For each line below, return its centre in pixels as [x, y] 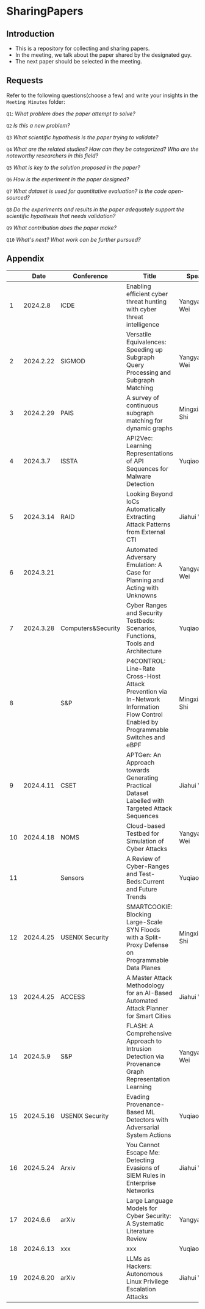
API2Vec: [139, 438]
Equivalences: [146, 342]
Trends [136, 897]
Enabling [138, 286]
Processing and [149, 372]
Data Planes [143, 968]
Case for [138, 572]
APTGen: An [144, 755]
